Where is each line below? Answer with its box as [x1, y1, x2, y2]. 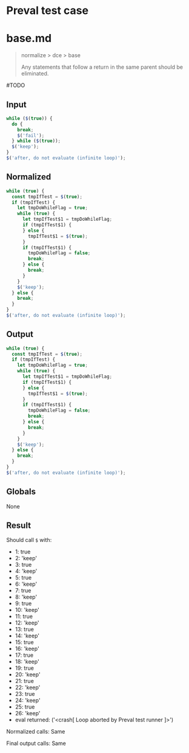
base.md [6, 32, 52, 46]
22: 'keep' [15, 684, 41, 691]
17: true [15, 651, 34, 659]
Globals [6, 487, 36, 497]
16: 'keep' [15, 645, 39, 653]
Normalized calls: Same [6, 728, 65, 735]
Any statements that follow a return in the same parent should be [21, 63, 184, 71]
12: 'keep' [15, 619, 39, 626]
